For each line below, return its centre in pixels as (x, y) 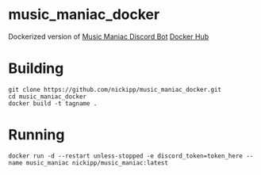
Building (36, 68)
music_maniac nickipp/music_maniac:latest (97, 163)
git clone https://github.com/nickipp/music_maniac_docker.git (115, 89)
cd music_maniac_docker (48, 97)
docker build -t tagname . (53, 103)
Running (36, 135)
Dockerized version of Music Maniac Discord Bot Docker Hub (108, 36)
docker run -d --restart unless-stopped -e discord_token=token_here (126, 156)
